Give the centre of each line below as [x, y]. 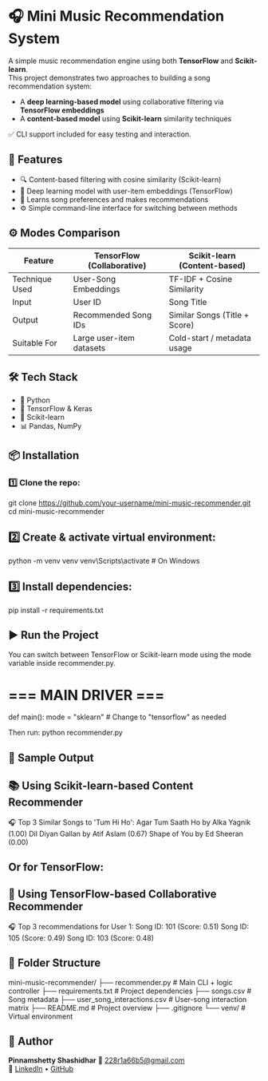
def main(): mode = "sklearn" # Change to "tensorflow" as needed [118, 717]
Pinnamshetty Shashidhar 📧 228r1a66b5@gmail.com [97, 1060]
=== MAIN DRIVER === [87, 695]
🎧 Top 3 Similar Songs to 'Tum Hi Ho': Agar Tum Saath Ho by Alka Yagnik [130, 822]
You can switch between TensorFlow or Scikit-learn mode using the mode [130, 654]
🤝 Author [31, 1041]
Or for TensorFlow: [56, 867]
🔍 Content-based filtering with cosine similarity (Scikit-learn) [120, 179]
